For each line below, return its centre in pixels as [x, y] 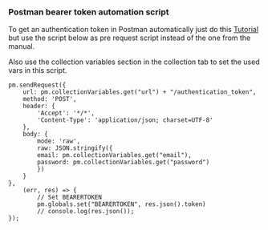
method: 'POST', [50, 99]
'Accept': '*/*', [66, 113]
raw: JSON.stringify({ [75, 148]
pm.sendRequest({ [37, 85]
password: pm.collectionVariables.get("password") [124, 163]
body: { [35, 135]
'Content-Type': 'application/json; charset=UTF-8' [126, 120]
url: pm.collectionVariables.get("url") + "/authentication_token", [140, 92]
